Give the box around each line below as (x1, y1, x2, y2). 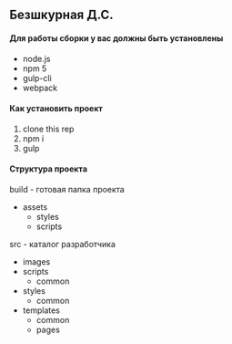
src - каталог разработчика (9, 239, 116, 249)
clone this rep (22, 123, 75, 134)
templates (22, 305, 61, 316)
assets (22, 202, 48, 213)
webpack (22, 82, 57, 93)
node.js (22, 53, 52, 64)
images (22, 256, 51, 267)
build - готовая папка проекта (9, 184, 125, 194)
